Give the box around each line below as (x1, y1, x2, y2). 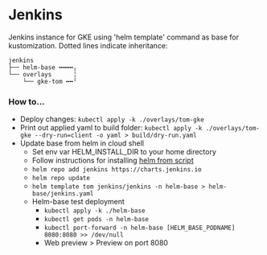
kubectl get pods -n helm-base (43, 216, 149, 224)
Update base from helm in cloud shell (19, 138, 145, 148)
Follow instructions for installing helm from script (31, 155, 195, 166)
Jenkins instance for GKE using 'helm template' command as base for (8, 32, 240, 42)
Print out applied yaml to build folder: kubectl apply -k (19, 123, 203, 133)
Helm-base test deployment (31, 197, 125, 207)
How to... (8, 96, 46, 107)
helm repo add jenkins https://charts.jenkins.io (31, 166, 203, 174)
